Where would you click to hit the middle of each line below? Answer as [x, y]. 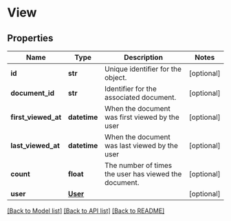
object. [115, 77]
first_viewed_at [36, 117]
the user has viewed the [143, 174]
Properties [30, 38]
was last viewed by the [141, 146]
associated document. [140, 97]
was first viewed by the [142, 117]
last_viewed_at [35, 146]
